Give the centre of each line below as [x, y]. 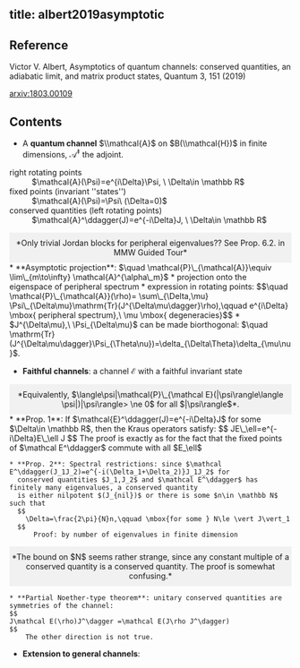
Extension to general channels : [81, 654]
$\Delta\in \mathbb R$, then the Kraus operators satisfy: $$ [119, 428]
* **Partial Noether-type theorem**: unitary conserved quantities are [146, 598]
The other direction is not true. [90, 637]
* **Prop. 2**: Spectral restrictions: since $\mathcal [116, 464]
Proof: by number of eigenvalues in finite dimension [136, 535]
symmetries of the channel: [62, 605]
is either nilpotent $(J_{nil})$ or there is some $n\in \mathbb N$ [148, 495]
